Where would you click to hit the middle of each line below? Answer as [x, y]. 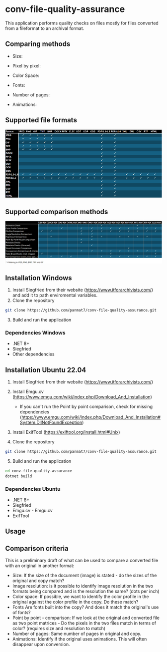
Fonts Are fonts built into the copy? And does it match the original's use [85, 607]
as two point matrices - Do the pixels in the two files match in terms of [84, 623]
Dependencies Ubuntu [33, 489]
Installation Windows [39, 278]
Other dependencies [33, 354]
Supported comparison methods [57, 211]
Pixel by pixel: [26, 65]
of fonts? [21, 613]
